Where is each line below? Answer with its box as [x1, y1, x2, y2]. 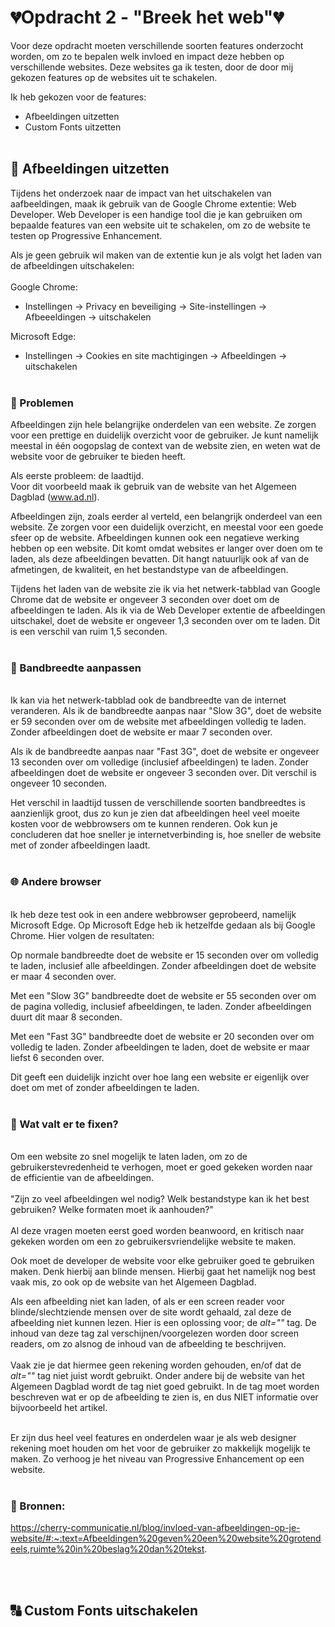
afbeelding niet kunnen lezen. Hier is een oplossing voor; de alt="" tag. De [10, 1316, 317, 1328]
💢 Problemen [10, 396, 74, 410]
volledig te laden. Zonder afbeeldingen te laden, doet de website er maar [10, 1041, 311, 1053]
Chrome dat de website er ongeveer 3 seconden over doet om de [10, 594, 280, 606]
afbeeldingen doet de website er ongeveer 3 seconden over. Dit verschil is [10, 767, 317, 779]
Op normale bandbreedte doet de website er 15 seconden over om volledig [10, 949, 319, 961]
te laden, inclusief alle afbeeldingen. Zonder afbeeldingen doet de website [10, 959, 317, 971]
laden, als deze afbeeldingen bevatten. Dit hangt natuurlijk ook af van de [10, 553, 310, 565]
